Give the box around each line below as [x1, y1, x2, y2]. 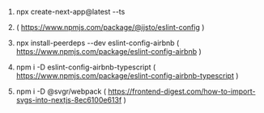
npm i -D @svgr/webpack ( [15, 86, 107, 96]
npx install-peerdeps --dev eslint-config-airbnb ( [15, 38, 180, 48]
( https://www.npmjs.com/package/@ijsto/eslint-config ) [15, 23, 205, 31]
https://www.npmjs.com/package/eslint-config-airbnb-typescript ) [15, 71, 239, 80]
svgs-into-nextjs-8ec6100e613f [15, 95, 122, 104]
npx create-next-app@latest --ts [15, 7, 126, 16]
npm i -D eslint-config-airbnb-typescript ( [15, 62, 156, 72]
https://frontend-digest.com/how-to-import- [108, 86, 256, 96]
